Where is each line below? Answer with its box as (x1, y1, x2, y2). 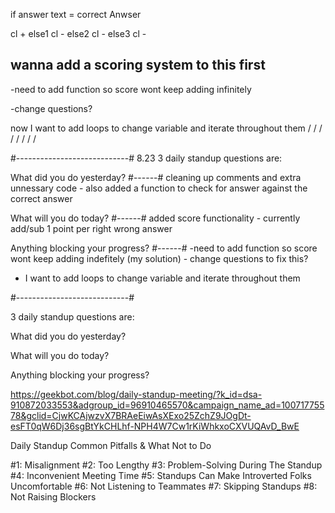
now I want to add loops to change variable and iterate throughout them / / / (10, 122, 323, 134)
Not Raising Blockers (10, 490, 97, 503)
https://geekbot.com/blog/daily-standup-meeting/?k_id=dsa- (10, 388, 263, 400)
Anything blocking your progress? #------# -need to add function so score (10, 242, 318, 254)
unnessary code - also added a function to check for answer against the (10, 182, 308, 194)
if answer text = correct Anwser (10, 9, 142, 20)
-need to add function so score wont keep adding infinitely (10, 83, 252, 95)
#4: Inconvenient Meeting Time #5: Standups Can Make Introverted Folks (10, 469, 312, 481)
